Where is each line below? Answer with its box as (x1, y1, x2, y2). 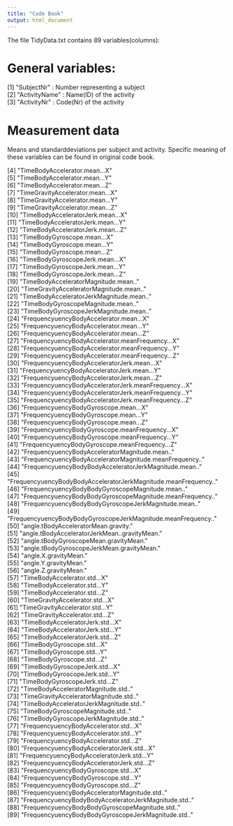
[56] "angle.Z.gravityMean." (7, 566, 87, 575)
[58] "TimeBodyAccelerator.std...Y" (7, 581, 109, 590)
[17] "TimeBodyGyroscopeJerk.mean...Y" (7, 263, 126, 271)
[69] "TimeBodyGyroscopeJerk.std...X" (7, 663, 121, 671)
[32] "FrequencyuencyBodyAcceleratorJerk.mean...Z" (7, 374, 163, 382)
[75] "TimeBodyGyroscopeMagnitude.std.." (7, 707, 132, 715)
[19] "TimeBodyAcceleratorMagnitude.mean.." (7, 277, 140, 286)
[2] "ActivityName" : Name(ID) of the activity (7, 91, 135, 99)
